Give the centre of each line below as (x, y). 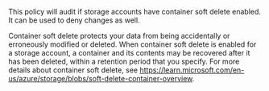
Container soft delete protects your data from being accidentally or (119, 36)
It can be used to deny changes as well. (74, 20)
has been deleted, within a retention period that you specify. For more (124, 61)
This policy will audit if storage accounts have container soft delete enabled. (135, 12)
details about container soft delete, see (73, 70)
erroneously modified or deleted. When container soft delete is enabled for (132, 44)
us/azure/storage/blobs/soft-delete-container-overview (101, 79)
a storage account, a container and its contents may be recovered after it (129, 53)
